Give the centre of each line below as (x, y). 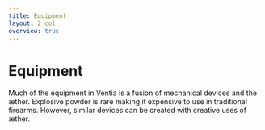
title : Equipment (38, 16)
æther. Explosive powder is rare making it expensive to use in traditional (128, 102)
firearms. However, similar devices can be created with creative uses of (128, 111)
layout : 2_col (32, 23)
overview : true (34, 31)
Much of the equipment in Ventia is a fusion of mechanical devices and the (132, 93)
